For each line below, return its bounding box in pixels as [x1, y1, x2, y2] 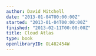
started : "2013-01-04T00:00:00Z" [6, 19, 88, 25]
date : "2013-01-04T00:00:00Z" [6, 14, 81, 20]
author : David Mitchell [6, 8, 65, 15]
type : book [6, 36, 33, 41]
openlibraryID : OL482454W [6, 41, 69, 47]
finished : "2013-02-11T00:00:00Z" [6, 24, 91, 31]
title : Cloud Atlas [6, 30, 54, 36]
